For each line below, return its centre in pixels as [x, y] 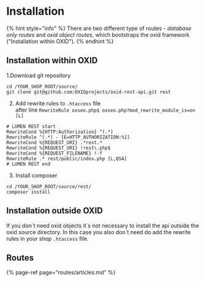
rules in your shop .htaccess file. [47, 238]
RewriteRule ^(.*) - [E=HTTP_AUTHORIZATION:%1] [68, 137]
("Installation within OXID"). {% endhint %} [60, 41]
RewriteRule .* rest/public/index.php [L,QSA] [67, 158]
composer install [28, 192]
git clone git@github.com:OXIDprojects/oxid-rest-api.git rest [89, 92]
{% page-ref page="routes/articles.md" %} [61, 272]
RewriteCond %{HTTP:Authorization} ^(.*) [60, 132]
